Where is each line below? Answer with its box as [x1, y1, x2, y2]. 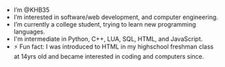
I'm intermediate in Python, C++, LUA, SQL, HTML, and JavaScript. [13, 35, 203, 43]
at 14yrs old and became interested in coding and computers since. [13, 53, 204, 60]
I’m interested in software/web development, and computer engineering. [13, 13, 218, 21]
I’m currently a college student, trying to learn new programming [13, 21, 197, 28]
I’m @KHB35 [13, 6, 50, 14]
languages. [13, 27, 46, 36]
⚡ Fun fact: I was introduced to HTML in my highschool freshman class [13, 42, 214, 51]
